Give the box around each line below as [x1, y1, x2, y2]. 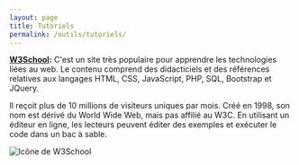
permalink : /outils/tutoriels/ [9, 30, 127, 39]
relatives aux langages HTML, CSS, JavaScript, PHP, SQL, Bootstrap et [9, 74, 272, 84]
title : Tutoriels [9, 22, 75, 30]
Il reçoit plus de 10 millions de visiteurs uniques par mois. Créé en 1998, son [9, 100, 291, 111]
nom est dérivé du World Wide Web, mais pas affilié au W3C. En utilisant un [9, 109, 290, 121]
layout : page [9, 13, 59, 22]
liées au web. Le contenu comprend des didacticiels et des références [9, 64, 270, 74]
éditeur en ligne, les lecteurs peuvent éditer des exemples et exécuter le [9, 119, 277, 130]
